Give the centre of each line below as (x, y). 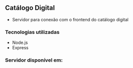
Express (20, 48)
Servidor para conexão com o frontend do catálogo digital (70, 19)
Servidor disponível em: (34, 60)
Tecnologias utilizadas (32, 32)
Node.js (20, 42)
